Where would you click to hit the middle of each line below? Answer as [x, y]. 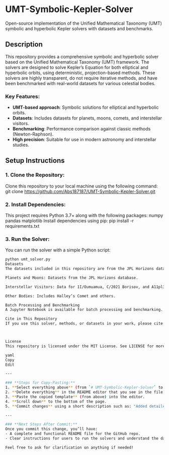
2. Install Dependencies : [35, 204]
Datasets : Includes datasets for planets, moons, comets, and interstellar [87, 118]
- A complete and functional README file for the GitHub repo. [73, 434]
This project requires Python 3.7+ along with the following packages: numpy [84, 216]
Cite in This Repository [31, 319]
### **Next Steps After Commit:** [41, 424]
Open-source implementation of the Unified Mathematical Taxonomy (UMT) [84, 23]
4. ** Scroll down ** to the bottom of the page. [56, 402]
